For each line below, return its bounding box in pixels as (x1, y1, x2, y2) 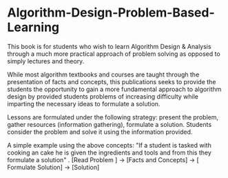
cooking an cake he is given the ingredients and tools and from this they (7, 148, 212, 157)
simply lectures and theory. (7, 57, 85, 65)
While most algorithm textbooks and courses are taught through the (7, 70, 200, 79)
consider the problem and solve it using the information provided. (7, 128, 193, 136)
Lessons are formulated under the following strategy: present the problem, (7, 112, 219, 121)
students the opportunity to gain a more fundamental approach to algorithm (7, 85, 222, 93)
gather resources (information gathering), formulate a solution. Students (7, 120, 212, 128)
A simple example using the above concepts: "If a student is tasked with (7, 141, 211, 149)
